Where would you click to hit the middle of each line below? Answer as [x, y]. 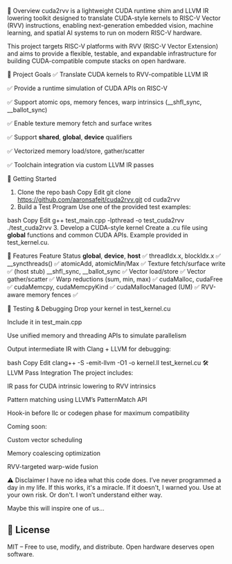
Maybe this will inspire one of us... [56, 508]
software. [21, 554]
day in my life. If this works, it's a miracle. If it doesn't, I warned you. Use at [114, 487]
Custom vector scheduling [45, 440]
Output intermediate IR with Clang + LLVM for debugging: [89, 349]
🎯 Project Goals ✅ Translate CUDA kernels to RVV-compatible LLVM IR [108, 74]
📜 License [29, 530]
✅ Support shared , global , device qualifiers [70, 137]
